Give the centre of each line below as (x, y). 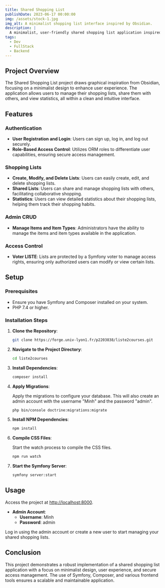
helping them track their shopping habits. (54, 204)
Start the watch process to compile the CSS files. (62, 447)
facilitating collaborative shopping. (47, 194)
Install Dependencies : (35, 367)
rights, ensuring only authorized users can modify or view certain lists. (83, 261)
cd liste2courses (30, 358)
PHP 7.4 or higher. (30, 307)
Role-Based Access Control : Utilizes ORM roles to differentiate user (81, 149)
